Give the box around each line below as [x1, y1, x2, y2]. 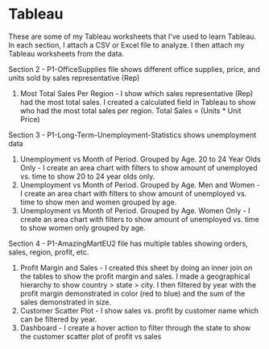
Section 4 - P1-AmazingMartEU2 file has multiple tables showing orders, [8, 238, 248, 248]
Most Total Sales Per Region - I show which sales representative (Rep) [19, 88, 254, 98]
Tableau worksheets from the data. [8, 48, 125, 58]
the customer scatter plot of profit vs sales [19, 331, 162, 341]
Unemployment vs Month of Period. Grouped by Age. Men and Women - [19, 179, 260, 190]
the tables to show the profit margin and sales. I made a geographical [19, 271, 250, 281]
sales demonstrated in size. [19, 296, 111, 307]
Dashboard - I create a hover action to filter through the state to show [19, 322, 251, 332]
